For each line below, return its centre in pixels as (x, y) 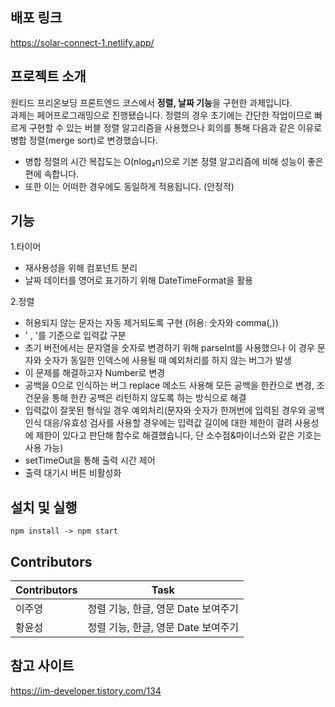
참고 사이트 (42, 666)
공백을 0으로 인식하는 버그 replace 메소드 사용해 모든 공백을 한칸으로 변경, (169, 385)
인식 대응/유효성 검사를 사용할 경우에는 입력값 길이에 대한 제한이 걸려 (158, 423)
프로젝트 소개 (48, 76)
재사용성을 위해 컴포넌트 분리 (81, 268)
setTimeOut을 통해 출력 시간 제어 (90, 460)
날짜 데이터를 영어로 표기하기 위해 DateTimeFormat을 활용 (138, 280)
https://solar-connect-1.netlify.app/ (82, 42)
